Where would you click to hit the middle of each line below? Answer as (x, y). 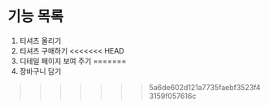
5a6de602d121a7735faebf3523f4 (205, 87)
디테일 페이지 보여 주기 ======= (73, 61)
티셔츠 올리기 (40, 41)
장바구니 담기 (40, 71)
